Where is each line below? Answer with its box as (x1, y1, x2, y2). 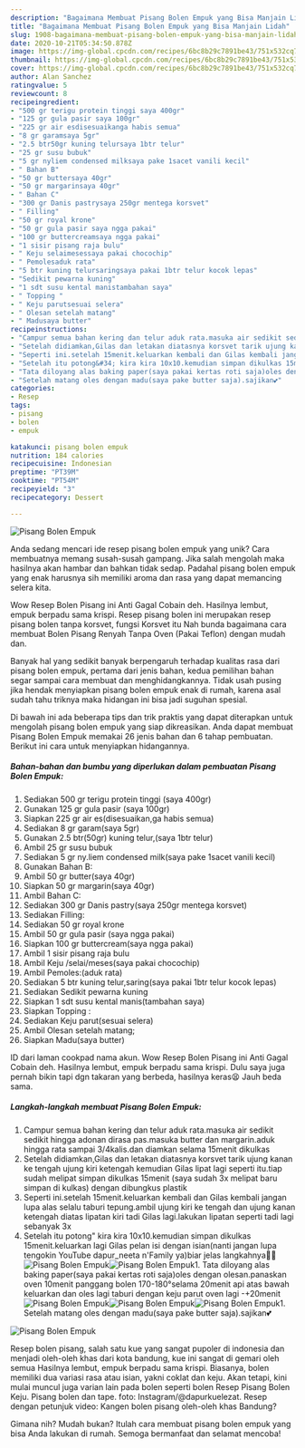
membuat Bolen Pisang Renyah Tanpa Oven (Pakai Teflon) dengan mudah (10, 628, 286, 639)
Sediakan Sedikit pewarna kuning (23, 986, 148, 997)
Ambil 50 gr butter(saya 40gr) (23, 871, 135, 882)
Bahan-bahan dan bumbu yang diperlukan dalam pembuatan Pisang (10, 761, 277, 772)
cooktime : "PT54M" (10, 477, 80, 486)
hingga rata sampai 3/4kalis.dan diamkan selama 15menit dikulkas (23, 1144, 271, 1154)
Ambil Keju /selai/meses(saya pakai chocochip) (23, 957, 200, 968)
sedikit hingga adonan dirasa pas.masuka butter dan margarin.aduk (23, 1134, 275, 1144)
